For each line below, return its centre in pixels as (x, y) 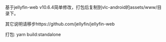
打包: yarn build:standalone (33, 34)
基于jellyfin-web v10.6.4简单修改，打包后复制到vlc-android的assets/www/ (81, 7)
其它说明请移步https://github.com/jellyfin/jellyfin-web (60, 24)
